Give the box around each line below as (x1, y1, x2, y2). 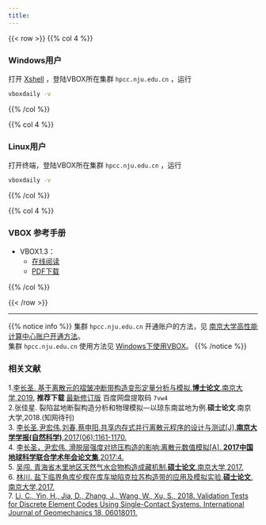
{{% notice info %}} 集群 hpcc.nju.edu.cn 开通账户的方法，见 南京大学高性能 (8, 322, 258, 331)
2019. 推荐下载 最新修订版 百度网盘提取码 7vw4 (17, 393, 168, 402)
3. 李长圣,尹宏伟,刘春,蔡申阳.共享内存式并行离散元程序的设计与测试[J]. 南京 (8, 422, 251, 432)
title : (8, 11, 30, 20)
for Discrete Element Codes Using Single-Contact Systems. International (8, 499, 245, 508)
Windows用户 (8, 55, 62, 66)
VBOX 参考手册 (8, 227, 66, 238)
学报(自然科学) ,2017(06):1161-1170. (14, 432, 127, 442)
